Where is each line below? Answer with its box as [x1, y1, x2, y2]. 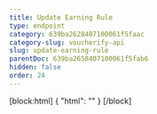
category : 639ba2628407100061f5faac [9, 29, 145, 38]
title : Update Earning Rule [9, 12, 114, 22]
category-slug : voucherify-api [9, 37, 125, 47]
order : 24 [9, 71, 46, 80]
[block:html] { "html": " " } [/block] [9, 95, 132, 106]
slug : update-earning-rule [9, 46, 109, 55]
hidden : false [9, 63, 62, 72]
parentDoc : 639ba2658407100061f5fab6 [9, 54, 149, 63]
